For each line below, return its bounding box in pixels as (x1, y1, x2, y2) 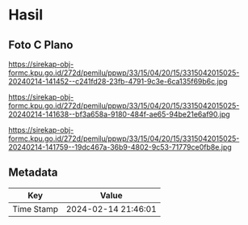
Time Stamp (12, 203, 59, 214)
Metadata (8, 166, 58, 180)
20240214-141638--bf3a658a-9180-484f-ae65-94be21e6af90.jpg (8, 109, 230, 119)
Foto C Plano (8, 38, 74, 52)
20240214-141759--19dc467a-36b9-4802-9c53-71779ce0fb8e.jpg (8, 142, 232, 151)
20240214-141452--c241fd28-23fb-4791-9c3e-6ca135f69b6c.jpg (8, 77, 228, 86)
